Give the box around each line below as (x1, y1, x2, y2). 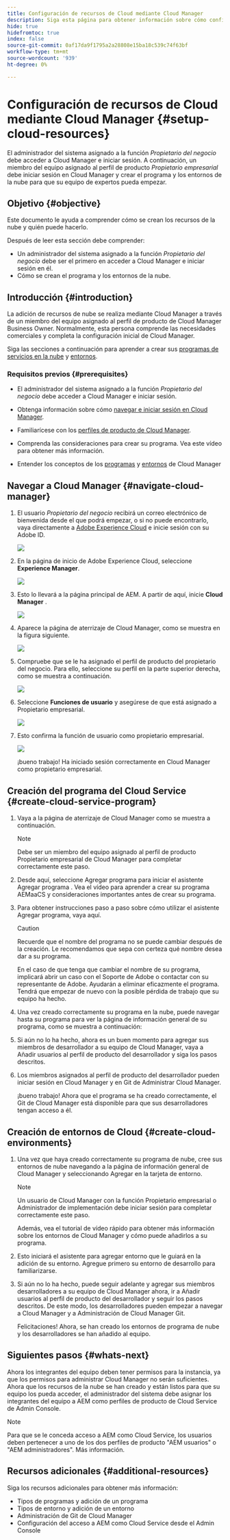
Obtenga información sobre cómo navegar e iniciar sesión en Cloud (16, 406, 208, 414)
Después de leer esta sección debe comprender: (7, 236, 145, 244)
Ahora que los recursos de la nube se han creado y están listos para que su (7, 1382, 220, 1390)
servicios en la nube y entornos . (7, 352, 98, 360)
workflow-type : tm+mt (7, 49, 69, 56)
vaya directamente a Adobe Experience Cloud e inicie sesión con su (16, 523, 209, 532)
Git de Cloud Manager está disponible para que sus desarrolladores (16, 1099, 208, 1107)
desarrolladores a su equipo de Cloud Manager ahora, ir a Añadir (16, 1287, 201, 1295)
